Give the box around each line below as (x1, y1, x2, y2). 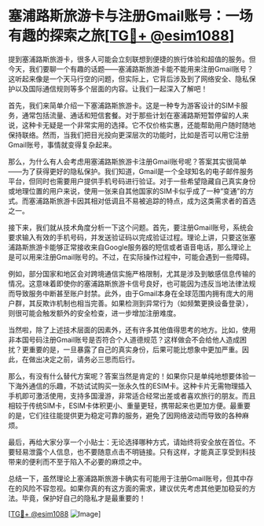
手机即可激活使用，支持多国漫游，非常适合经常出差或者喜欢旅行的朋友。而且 (8, 391, 256, 400)
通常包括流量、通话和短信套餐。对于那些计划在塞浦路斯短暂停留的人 (21, 110, 242, 120)
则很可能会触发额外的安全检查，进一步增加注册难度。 (8, 308, 181, 317)
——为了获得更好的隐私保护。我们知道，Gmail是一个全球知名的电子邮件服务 (8, 166, 254, 176)
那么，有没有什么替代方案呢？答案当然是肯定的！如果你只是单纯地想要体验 (8, 371, 249, 380)
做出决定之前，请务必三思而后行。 (28, 354, 139, 364)
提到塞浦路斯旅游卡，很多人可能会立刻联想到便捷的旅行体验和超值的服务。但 (8, 54, 256, 64)
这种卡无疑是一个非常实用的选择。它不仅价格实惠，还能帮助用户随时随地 (21, 120, 256, 130)
